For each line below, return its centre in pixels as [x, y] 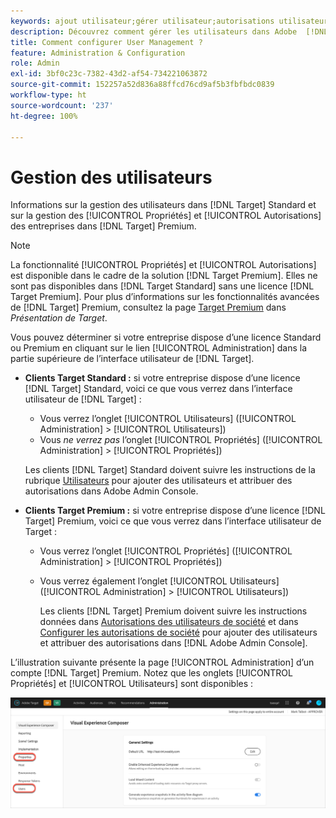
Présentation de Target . [59, 318]
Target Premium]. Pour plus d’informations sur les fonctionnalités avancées [165, 297]
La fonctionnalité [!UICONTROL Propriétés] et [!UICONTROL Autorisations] [163, 265]
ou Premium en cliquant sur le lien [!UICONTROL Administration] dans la [159, 348]
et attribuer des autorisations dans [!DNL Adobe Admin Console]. [173, 643]
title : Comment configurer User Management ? [106, 42]
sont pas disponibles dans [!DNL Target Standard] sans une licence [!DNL [162, 286]
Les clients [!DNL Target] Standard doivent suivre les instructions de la [170, 470]
